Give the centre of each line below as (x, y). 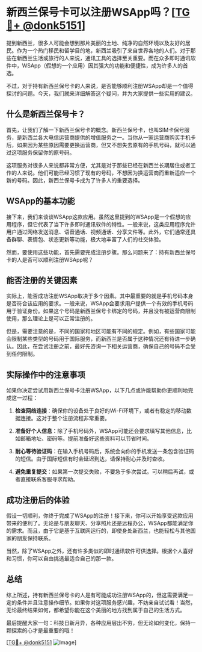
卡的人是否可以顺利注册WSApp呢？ (50, 259)
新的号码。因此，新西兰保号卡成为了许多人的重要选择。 (75, 180)
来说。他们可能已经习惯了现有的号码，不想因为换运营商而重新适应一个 (109, 173)
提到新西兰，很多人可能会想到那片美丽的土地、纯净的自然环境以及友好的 (96, 43)
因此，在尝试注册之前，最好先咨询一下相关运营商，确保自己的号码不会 (103, 346)
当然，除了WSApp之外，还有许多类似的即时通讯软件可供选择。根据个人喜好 (100, 551)
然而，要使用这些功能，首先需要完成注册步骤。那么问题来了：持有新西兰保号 (101, 252)
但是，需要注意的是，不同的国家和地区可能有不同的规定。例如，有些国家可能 (101, 331)
